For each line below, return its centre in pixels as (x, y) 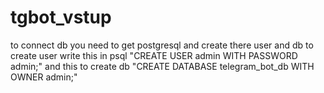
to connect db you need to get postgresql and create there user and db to (162, 45)
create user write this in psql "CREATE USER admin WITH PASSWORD (154, 55)
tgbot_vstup (61, 17)
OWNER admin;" (44, 77)
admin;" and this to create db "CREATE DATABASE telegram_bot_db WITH (162, 66)
